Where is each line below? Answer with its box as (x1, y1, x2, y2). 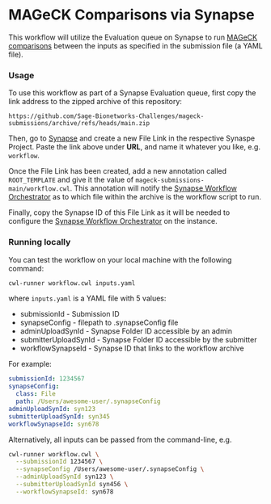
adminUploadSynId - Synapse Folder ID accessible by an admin (19, 326, 233, 336)
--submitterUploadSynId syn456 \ (15, 481, 129, 489)
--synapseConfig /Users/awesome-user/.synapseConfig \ (15, 465, 205, 473)
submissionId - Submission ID (19, 309, 120, 319)
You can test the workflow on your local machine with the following (8, 254, 232, 264)
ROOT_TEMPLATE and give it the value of (8, 175, 134, 185)
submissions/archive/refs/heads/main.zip (8, 120, 150, 128)
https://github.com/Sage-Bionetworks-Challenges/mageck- (8, 112, 205, 120)
